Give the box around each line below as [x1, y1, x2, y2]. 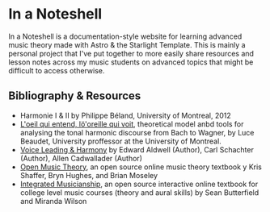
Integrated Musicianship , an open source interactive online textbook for [19, 179, 259, 189]
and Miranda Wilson [19, 196, 87, 206]
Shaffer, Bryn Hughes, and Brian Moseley [19, 170, 158, 180]
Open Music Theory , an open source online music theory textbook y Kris [19, 162, 263, 172]
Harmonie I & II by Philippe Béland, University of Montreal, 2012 [19, 110, 232, 120]
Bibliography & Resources [8, 89, 141, 103]
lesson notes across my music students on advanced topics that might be [8, 57, 254, 67]
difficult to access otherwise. [8, 65, 105, 75]
